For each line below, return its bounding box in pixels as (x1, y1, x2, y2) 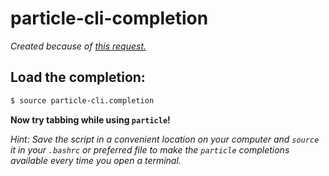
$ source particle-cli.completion (10, 95, 155, 106)
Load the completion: (10, 69, 146, 86)
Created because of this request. (10, 40, 147, 52)
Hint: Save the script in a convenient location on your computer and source (10, 133, 320, 145)
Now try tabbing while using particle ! (10, 113, 171, 126)
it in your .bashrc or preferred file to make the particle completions (10, 143, 290, 156)
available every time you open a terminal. (10, 154, 182, 166)
